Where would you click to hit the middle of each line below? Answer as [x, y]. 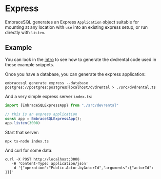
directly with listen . [25, 32]
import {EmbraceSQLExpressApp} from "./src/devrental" [62, 105]
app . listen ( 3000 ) [23, 123]
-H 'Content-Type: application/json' [50, 164]
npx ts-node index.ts [27, 141]
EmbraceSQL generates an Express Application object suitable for [72, 22]
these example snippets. [30, 64]
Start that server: [22, 133]
